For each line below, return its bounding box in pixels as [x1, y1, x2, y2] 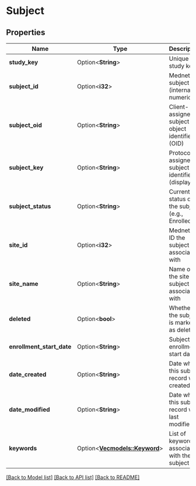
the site [169, 273, 190, 280]
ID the [169, 234, 185, 242]
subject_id [9, 82, 39, 90]
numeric [169, 94, 192, 101]
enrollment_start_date [9, 343, 72, 350]
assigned [169, 110, 194, 118]
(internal [169, 86, 192, 94]
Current [169, 188, 190, 195]
